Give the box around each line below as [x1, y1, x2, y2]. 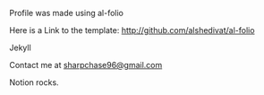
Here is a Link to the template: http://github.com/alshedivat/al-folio [9, 25, 255, 35]
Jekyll [9, 42, 31, 53]
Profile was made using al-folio [9, 8, 123, 18]
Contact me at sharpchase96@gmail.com [9, 60, 163, 70]
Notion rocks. [9, 77, 60, 88]
